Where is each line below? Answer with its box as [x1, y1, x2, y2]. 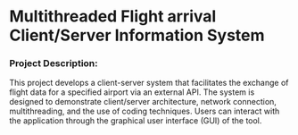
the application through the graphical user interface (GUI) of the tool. [9, 115, 262, 126]
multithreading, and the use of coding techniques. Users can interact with [9, 105, 280, 117]
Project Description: [9, 57, 98, 70]
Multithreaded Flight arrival [9, 6, 217, 27]
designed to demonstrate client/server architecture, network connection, [9, 97, 277, 107]
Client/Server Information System [9, 25, 265, 46]
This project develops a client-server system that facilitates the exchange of [9, 78, 289, 89]
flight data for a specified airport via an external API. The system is [9, 87, 255, 97]
